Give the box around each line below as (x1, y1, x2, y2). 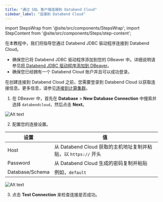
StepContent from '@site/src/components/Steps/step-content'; (5, 30, 132, 36)
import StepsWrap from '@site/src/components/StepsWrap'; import (5, 25, 140, 31)
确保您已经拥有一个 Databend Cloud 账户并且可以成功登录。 (12, 68, 132, 74)
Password (7, 159, 31, 166)
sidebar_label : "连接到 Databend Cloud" (5, 12, 86, 17)
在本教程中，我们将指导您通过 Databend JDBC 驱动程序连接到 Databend (5, 40, 149, 46)
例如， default (54, 168, 86, 175)
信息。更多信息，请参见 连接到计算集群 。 (9, 85, 90, 91)
